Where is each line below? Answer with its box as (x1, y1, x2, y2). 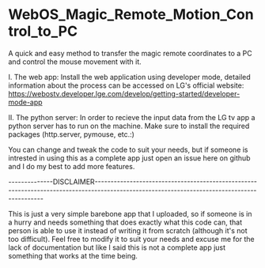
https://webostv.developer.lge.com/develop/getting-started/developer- (8, 89, 240, 98)
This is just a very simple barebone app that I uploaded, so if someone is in (8, 209, 252, 218)
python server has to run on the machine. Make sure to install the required (8, 121, 250, 130)
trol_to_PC (8, 22, 78, 40)
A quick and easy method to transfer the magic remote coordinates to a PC (8, 48, 252, 58)
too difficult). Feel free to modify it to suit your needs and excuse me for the (8, 234, 255, 243)
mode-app (8, 97, 43, 107)
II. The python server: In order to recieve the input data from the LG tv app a (8, 112, 256, 122)
